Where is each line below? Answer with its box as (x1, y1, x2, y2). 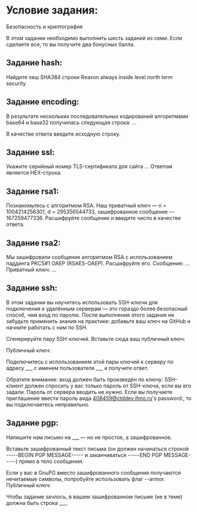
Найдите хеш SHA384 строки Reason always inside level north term (6, 73, 173, 80)
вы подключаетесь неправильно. (6, 401, 90, 408)
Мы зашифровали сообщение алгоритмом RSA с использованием (6, 254, 172, 260)
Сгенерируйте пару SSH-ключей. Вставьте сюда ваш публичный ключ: (6, 335, 185, 342)
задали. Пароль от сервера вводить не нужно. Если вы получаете (6, 388, 173, 395)
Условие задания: (6, 4, 98, 17)
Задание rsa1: (6, 186, 59, 196)
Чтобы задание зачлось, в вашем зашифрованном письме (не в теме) (6, 493, 183, 500)
